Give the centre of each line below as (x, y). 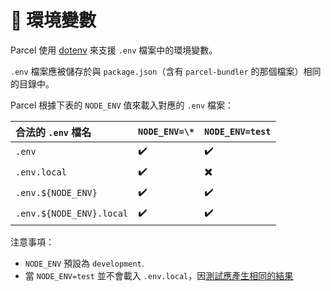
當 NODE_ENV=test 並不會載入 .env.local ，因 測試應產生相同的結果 (159, 275)
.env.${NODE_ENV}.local (72, 214)
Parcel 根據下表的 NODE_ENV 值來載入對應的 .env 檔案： (122, 105)
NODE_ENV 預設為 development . (84, 263)
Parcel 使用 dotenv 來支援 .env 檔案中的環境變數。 (114, 50)
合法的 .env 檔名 (53, 132)
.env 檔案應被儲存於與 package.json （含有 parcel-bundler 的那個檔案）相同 (166, 71)
